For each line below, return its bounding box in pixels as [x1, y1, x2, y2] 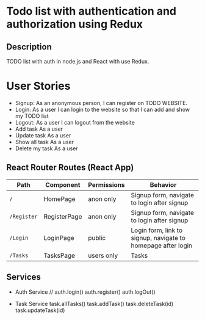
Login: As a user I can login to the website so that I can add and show [15, 106, 190, 113]
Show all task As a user [15, 138, 74, 145]
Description [6, 42, 52, 52]
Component [45, 180, 81, 189]
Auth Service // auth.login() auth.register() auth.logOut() [15, 288, 156, 296]
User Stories [6, 79, 71, 93]
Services [6, 272, 41, 282]
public [88, 233, 106, 242]
